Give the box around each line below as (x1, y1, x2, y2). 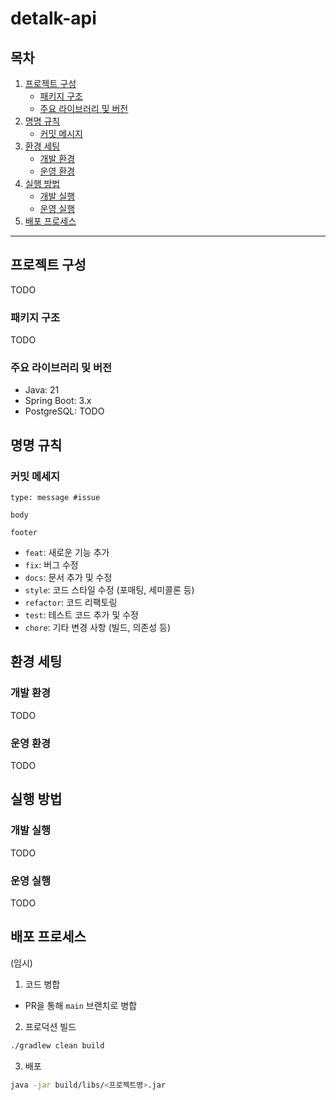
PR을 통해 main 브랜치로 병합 (24, 999, 138, 1011)
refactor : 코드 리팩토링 (24, 597, 118, 609)
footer (10, 528, 38, 538)
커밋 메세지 (10, 469, 61, 483)
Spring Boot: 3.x (24, 395, 92, 407)
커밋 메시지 (39, 128, 83, 139)
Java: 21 (24, 384, 60, 396)
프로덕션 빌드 (24, 1020, 77, 1032)
